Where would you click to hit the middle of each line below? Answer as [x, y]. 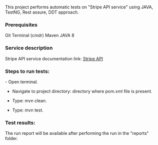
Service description [29, 48]
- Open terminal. [21, 82]
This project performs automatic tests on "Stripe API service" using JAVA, [79, 7]
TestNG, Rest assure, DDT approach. [42, 12]
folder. [11, 139]
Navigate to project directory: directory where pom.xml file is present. [82, 91]
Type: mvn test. [28, 110]
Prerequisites [21, 25]
